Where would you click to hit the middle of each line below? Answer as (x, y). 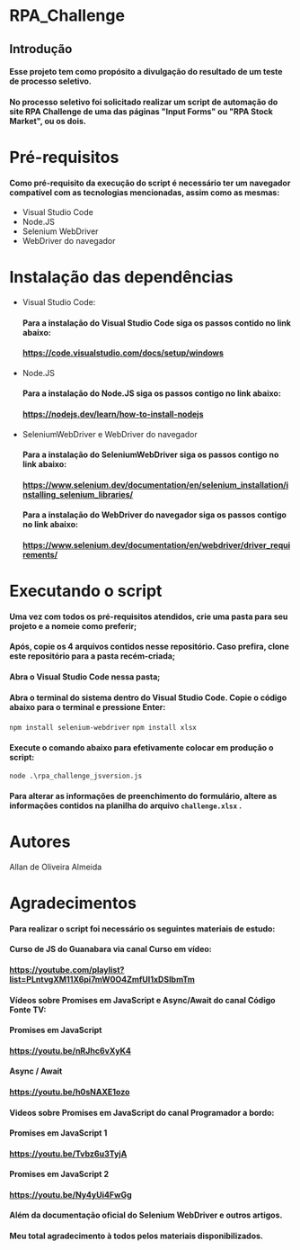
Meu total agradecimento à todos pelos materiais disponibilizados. (136, 1236)
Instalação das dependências (121, 278)
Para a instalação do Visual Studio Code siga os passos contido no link (157, 323)
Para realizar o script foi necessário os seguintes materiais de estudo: (142, 929)
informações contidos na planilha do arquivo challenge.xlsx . (126, 805)
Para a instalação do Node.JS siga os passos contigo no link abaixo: (151, 393)
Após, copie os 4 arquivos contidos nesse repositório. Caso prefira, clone (150, 647)
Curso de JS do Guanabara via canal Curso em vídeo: (111, 949)
